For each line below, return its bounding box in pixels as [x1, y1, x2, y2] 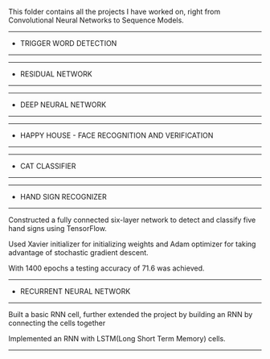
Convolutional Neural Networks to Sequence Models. [8, 15, 185, 25]
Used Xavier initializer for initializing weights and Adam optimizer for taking [8, 239, 256, 249]
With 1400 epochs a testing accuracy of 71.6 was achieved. [8, 263, 205, 273]
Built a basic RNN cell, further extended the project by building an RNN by [8, 310, 253, 319]
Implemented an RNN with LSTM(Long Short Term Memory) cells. [8, 334, 227, 343]
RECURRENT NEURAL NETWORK [19, 287, 131, 296]
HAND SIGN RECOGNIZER [19, 192, 107, 201]
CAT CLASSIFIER [19, 161, 76, 171]
